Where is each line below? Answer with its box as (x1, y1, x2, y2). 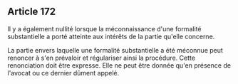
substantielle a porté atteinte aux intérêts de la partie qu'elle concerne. (7, 32, 215, 41)
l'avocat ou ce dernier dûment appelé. (7, 68, 120, 77)
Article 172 (7, 6, 56, 18)
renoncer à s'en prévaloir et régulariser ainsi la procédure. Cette (7, 53, 196, 62)
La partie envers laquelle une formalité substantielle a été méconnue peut (7, 46, 223, 54)
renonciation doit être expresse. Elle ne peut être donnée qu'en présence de (7, 61, 232, 70)
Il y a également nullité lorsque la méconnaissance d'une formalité (7, 24, 202, 33)
